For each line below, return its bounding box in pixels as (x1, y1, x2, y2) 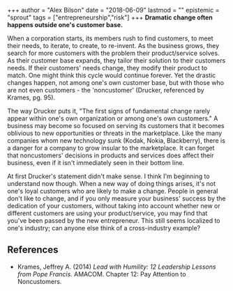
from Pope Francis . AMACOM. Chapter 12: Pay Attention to (17, 269, 186, 278)
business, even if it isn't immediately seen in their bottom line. (7, 159, 185, 166)
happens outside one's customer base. (7, 21, 123, 29)
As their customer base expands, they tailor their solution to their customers (7, 56, 226, 65)
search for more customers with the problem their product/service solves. (7, 49, 220, 57)
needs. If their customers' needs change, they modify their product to (7, 64, 208, 72)
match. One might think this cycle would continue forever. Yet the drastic (7, 71, 216, 79)
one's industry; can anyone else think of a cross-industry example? (7, 224, 201, 232)
